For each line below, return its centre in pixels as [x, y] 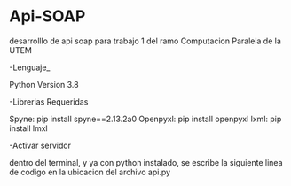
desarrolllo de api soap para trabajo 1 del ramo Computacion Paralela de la [145, 41]
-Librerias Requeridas [49, 101]
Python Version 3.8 [44, 84]
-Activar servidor [40, 145]
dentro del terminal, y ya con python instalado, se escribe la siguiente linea [146, 162]
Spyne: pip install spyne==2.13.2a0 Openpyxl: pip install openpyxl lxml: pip [145, 119]
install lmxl [28, 128]
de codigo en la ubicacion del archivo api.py [90, 172]
